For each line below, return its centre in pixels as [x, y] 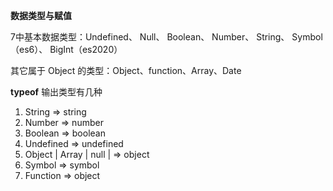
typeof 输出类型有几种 [56, 92]
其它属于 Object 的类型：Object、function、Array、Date [126, 70]
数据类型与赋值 [41, 15]
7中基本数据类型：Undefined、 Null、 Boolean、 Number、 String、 [150, 37]
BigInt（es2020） [86, 49]
